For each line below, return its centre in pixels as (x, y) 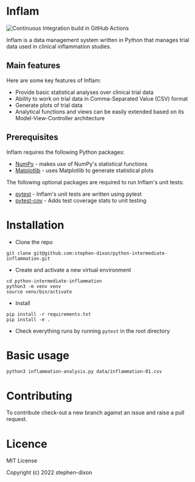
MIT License (22, 461)
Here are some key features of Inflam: (54, 80)
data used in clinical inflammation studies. (59, 46)
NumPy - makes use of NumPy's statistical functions (81, 164)
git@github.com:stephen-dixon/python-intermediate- (100, 253)
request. (17, 419)
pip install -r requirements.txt (49, 314)
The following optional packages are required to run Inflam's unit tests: (95, 182)
